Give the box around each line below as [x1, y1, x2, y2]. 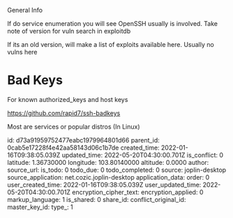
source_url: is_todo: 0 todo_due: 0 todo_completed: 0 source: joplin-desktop [7, 166, 227, 174]
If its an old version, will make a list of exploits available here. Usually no [7, 41, 214, 48]
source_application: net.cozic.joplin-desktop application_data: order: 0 [7, 173, 210, 181]
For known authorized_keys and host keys [7, 95, 128, 103]
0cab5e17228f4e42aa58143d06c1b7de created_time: [7, 143, 160, 152]
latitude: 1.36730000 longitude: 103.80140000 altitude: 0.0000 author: [7, 158, 209, 166]
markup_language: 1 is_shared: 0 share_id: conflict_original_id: [7, 195, 186, 203]
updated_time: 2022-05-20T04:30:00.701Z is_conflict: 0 [61, 150, 224, 159]
